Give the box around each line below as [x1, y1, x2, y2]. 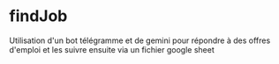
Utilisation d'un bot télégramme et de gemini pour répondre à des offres [9, 35, 271, 46]
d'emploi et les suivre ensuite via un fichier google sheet [9, 44, 215, 54]
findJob [9, 6, 68, 26]
